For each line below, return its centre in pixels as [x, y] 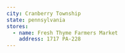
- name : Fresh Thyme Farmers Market [65, 33]
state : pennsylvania [36, 20]
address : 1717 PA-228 [50, 39]
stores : [18, 26]
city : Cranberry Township [44, 13]
